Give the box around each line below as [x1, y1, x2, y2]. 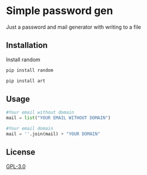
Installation [6, 40, 48, 50]
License [6, 147, 36, 157]
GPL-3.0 [6, 163, 26, 170]
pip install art [6, 78, 45, 84]
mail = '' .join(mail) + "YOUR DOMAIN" [6, 131, 100, 137]
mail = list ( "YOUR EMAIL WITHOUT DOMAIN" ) [6, 115, 111, 121]
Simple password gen [6, 4, 113, 18]
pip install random [6, 67, 54, 73]
